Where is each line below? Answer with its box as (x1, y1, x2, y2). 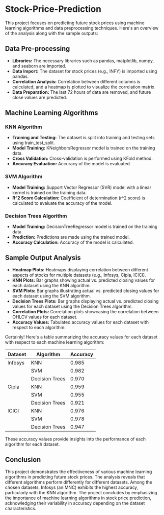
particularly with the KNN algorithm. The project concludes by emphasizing (5, 489, 158, 495)
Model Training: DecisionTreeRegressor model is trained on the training (12, 223, 158, 230)
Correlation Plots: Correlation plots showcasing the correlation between (12, 308, 159, 314)
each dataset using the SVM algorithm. (12, 293, 91, 299)
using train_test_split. (12, 140, 55, 146)
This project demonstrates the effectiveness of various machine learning (5, 469, 152, 475)
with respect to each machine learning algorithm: (5, 339, 105, 345)
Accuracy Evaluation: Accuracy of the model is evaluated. (12, 161, 131, 167)
